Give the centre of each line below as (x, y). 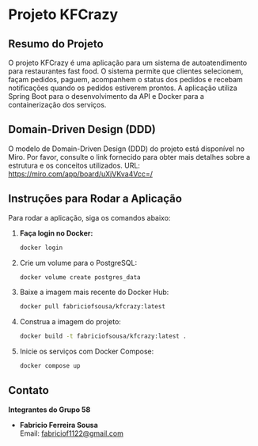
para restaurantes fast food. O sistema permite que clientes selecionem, (126, 71)
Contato (28, 390)
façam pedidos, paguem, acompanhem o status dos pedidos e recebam (125, 79)
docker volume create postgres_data (80, 277)
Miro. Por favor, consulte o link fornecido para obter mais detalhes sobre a (129, 157)
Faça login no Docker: (56, 233)
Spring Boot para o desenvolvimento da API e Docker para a (106, 96)
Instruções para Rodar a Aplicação (95, 199)
